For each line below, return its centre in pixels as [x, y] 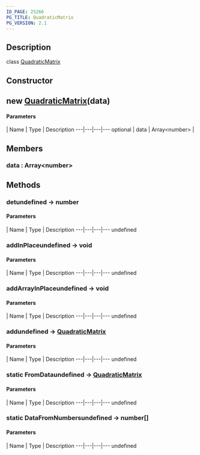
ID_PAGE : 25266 [25, 12]
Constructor [29, 81]
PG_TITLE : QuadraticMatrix [40, 17]
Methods [23, 185]
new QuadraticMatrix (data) [58, 101]
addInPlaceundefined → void [49, 245]
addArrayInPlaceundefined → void [58, 289]
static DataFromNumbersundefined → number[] [77, 418]
